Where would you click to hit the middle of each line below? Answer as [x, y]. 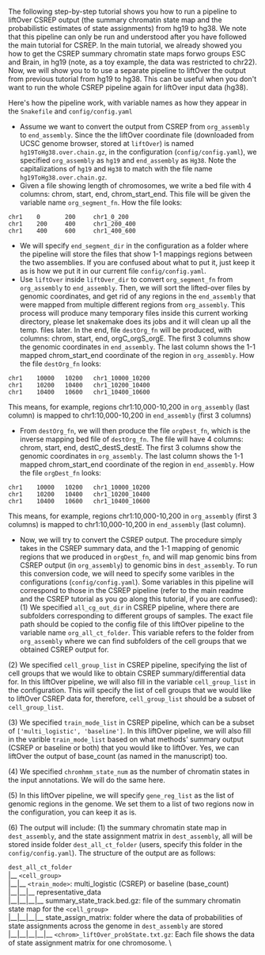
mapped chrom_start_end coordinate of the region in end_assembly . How [137, 464]
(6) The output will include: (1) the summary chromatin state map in [117, 828]
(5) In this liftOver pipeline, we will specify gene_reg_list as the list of [121, 795]
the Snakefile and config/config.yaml [70, 111]
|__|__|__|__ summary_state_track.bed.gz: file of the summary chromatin [125, 901]
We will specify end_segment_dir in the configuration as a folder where [134, 246]
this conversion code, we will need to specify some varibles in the [127, 574]
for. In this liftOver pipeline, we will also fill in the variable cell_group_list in [132, 682]
